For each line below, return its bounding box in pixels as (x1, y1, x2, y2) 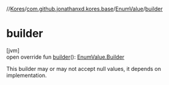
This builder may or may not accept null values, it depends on (6, 65, 162, 72)
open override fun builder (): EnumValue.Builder (6, 53, 125, 61)
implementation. (6, 72, 47, 79)
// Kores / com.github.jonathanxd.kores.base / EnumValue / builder (6, 6, 163, 12)
